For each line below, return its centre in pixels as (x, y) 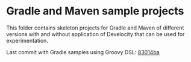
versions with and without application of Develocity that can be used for (95, 34)
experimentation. (27, 40)
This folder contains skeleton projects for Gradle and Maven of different (95, 28)
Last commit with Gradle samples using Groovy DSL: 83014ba (83, 52)
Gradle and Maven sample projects (95, 11)
